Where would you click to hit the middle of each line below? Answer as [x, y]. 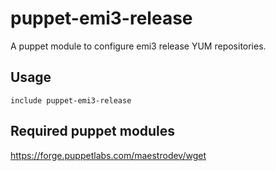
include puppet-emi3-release [71, 100]
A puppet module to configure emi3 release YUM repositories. [138, 46]
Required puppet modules [93, 131]
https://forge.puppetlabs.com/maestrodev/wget [108, 155]
